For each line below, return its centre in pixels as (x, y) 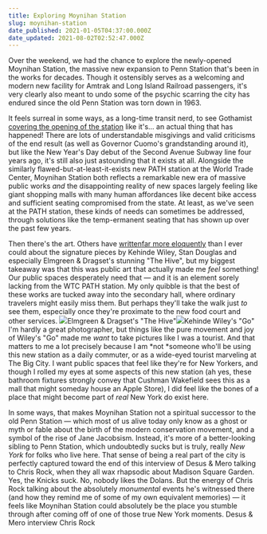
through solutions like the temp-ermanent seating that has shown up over (129, 220)
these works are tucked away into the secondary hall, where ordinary (122, 295)
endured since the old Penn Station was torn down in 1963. (105, 103)
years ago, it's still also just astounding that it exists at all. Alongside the (126, 161)
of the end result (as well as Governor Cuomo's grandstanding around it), (128, 143)
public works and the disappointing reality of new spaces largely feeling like (133, 186)
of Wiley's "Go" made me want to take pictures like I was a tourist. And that (132, 338)
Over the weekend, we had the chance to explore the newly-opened (120, 61)
